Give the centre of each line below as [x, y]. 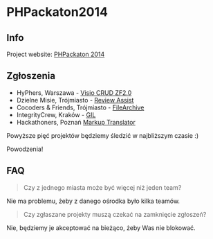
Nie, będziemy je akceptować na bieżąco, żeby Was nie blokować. [101, 228]
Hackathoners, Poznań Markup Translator [76, 122]
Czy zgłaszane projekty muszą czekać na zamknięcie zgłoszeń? [115, 214]
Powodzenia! [25, 149]
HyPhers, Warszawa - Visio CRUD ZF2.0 [74, 92]
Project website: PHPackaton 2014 [56, 54]
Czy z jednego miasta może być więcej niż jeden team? [102, 187]
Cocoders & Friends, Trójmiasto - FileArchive [80, 107]
